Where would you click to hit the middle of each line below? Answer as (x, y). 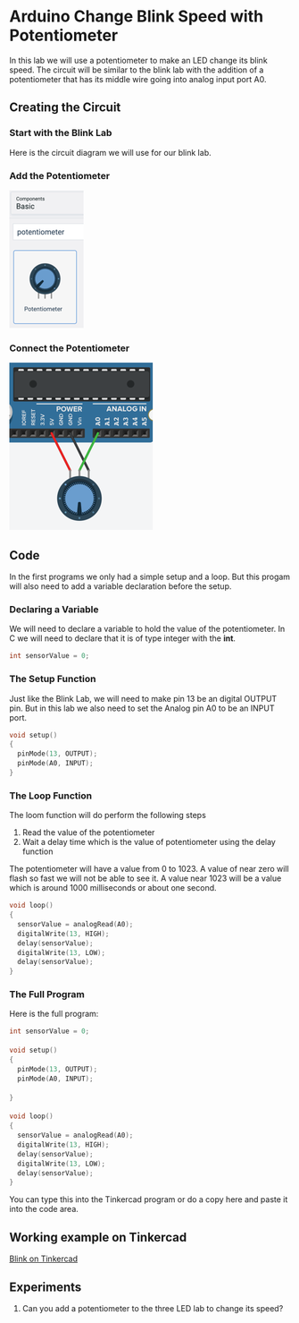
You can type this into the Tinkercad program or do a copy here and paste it (149, 1199)
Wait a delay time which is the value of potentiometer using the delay (149, 842)
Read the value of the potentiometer (88, 832)
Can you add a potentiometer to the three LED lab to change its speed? (153, 1308)
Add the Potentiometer (59, 175)
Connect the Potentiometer (70, 348)
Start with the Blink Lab (61, 133)
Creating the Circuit (65, 108)
